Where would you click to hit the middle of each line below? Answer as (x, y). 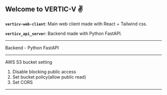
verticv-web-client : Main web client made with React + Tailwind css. (76, 24)
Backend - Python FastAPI (32, 48)
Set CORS (23, 82)
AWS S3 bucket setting (29, 62)
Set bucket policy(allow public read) (49, 77)
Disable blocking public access (44, 72)
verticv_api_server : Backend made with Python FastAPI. (64, 33)
